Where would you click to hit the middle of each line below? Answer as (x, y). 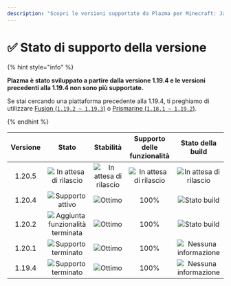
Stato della (199, 143)
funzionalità (150, 155)
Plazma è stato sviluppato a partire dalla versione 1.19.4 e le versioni (107, 80)
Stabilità (108, 147)
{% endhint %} (28, 122)
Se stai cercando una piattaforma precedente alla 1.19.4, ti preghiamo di (108, 101)
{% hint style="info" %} (41, 67)
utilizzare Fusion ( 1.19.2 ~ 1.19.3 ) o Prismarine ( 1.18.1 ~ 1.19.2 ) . (102, 108)
